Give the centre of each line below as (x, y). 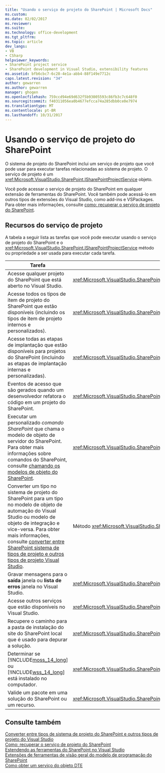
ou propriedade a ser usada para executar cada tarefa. (60, 253)
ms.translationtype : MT (29, 106)
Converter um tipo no (32, 486)
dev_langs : (16, 46)
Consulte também (33, 722)
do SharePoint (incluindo (36, 357)
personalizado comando (36, 422)
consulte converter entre (36, 541)
